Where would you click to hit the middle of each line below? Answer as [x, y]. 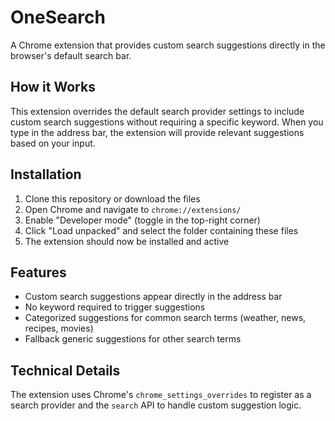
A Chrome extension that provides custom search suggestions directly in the [168, 45]
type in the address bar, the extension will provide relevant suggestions [157, 132]
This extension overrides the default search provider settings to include [157, 111]
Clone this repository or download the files [112, 198]
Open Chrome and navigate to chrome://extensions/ [133, 209]
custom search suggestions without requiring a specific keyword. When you [167, 122]
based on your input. [53, 143]
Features [38, 272]
